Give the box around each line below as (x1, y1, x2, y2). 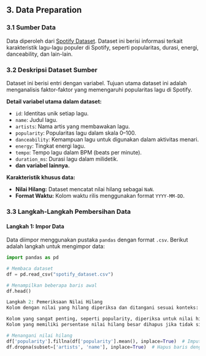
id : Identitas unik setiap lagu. (15, 110, 89, 117)
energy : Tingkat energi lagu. (15, 142, 86, 150)
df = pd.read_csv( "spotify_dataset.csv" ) (6, 271, 114, 278)
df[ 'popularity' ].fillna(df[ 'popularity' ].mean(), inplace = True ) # (6, 338, 185, 344)
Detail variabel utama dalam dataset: (6, 97, 102, 105)
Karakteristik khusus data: (6, 173, 75, 181)
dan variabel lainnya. (15, 162, 71, 169)
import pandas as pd (6, 254, 59, 261)
